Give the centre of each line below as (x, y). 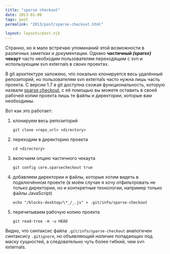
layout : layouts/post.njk (33, 34)
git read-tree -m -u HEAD (40, 221)
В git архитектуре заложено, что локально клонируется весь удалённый (84, 74)
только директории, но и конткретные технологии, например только (87, 188)
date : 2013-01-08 (24, 15)
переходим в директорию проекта (50, 139)
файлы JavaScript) (32, 193)
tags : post (17, 19)
